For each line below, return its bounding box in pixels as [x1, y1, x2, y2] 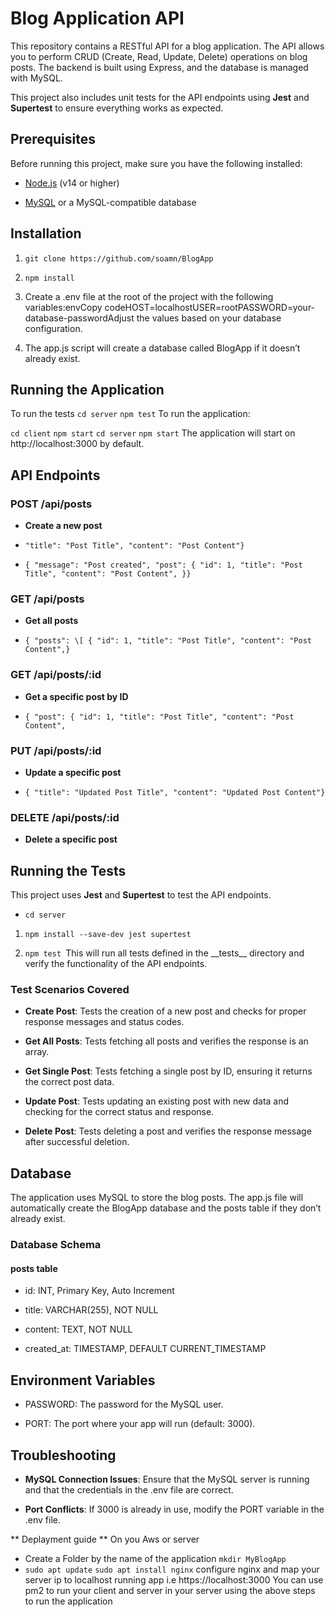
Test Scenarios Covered [10, 982, 130, 996]
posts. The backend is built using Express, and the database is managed [10, 61, 309, 73]
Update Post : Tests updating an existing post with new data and [24, 1095, 290, 1107]
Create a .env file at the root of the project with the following [24, 290, 274, 302]
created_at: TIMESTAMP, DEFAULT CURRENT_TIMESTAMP [24, 1343, 267, 1355]
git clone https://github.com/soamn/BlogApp [24, 253, 214, 264]
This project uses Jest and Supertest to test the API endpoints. [10, 889, 272, 901]
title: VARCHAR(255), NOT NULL [24, 1304, 159, 1316]
